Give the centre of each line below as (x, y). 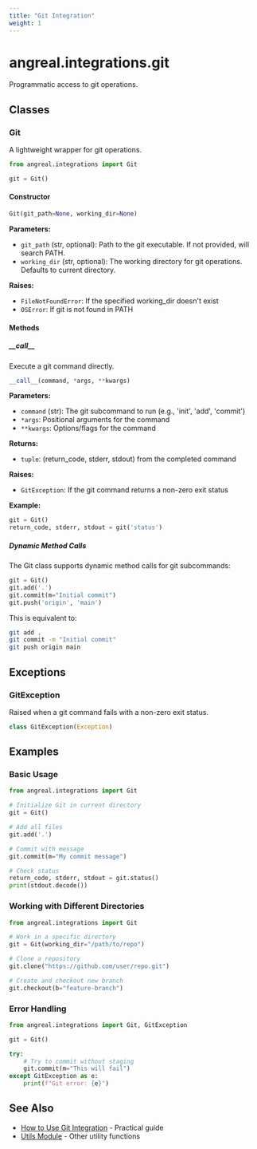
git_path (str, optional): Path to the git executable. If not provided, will (135, 244)
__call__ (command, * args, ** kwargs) (70, 381)
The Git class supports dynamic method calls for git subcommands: (120, 566)
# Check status (34, 871)
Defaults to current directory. (68, 270)
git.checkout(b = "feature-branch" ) (66, 988)
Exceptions (37, 672)
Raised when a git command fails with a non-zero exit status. (109, 712)
